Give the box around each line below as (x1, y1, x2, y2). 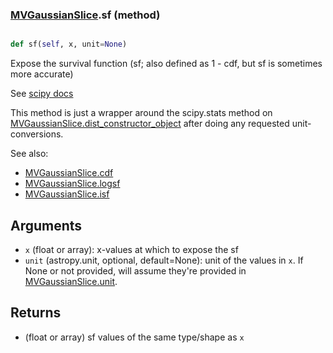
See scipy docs (10, 88, 74, 100)
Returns (10, 304, 62, 322)
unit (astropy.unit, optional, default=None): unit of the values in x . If (24, 254, 304, 266)
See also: (10, 148, 49, 160)
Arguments (10, 217, 83, 234)
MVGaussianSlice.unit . (24, 275, 118, 287)
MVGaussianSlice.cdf (24, 167, 114, 179)
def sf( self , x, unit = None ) (10, 39, 128, 50)
